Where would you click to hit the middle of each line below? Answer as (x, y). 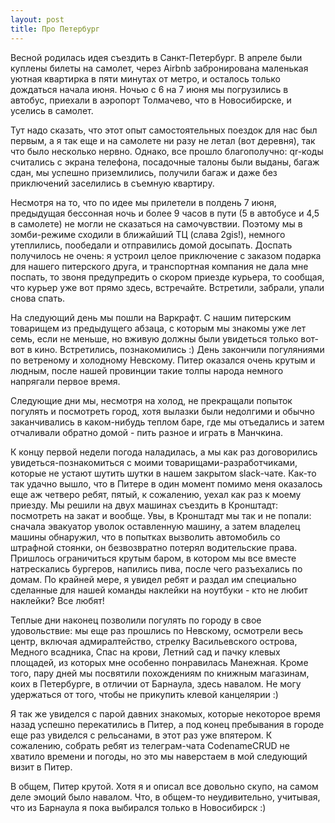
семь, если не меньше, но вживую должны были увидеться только (154, 338)
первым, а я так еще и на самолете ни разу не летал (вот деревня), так (163, 140)
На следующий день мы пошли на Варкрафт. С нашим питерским (151, 317)
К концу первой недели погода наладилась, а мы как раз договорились (164, 452)
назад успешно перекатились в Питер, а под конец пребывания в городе (167, 724)
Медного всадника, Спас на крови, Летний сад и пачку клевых (145, 652)
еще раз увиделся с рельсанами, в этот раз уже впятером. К (141, 735)
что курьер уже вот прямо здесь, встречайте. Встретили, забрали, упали (167, 287)
